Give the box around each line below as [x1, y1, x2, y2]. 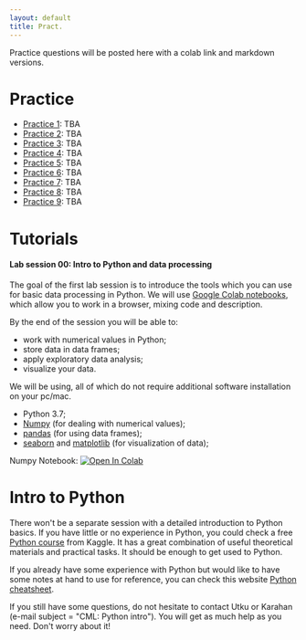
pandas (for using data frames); [22, 427, 143, 438]
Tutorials [9, 228, 79, 249]
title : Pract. [9, 22, 64, 31]
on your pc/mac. [9, 390, 71, 402]
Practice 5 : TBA [22, 157, 82, 169]
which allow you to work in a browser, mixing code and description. [9, 299, 263, 310]
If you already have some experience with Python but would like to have [9, 563, 280, 575]
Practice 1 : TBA [22, 119, 80, 130]
